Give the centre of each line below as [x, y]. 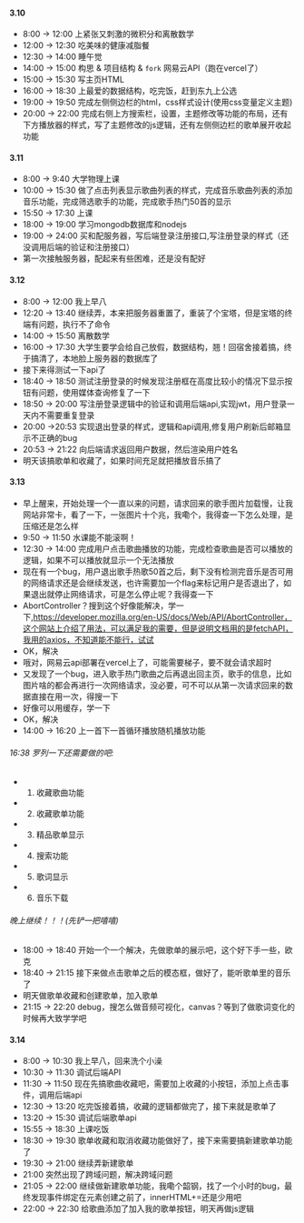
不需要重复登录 [67, 415]
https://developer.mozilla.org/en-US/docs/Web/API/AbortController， [162, 617]
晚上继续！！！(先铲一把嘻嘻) [64, 920]
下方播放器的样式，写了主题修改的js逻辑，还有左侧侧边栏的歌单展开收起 [157, 125]
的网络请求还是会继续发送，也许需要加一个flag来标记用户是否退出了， [153, 583]
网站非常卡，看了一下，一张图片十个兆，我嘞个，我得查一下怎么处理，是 [157, 515]
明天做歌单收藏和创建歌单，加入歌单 [90, 996]
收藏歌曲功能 [60, 793]
